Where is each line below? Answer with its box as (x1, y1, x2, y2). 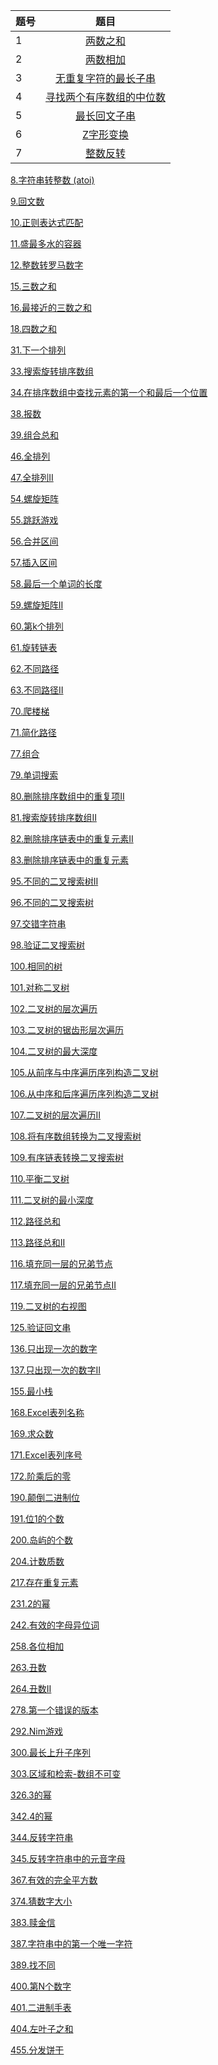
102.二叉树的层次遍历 (10, 1003, 98, 1014)
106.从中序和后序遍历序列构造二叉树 (10, 1088, 159, 1099)
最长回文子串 (75, 109, 137, 123)
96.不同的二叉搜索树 (10, 897, 94, 908)
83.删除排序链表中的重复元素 (10, 854, 130, 866)
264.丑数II (10, 1683, 52, 1694)
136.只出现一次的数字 (10, 1343, 98, 1354)
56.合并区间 (10, 535, 59, 547)
